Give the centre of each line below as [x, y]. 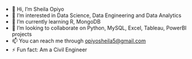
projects [22, 34]
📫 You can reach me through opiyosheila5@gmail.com [79, 41]
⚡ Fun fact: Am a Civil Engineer [49, 50]
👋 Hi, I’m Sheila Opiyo [38, 9]
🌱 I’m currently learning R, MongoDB [56, 22]
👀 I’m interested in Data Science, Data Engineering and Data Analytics [97, 15]
